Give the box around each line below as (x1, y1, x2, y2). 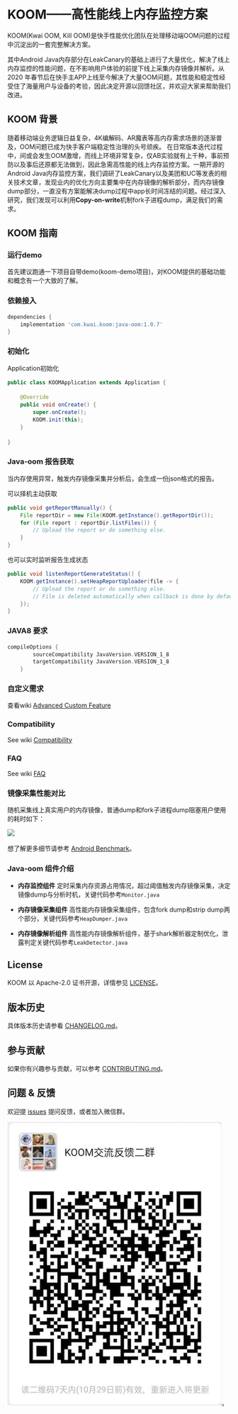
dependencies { (7, 313, 52, 320)
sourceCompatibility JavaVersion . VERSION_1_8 (33, 651, 170, 658)
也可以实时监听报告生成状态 (7, 556, 89, 564)
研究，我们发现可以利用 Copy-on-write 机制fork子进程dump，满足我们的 (7, 196, 217, 204)
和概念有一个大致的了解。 (7, 276, 82, 285)
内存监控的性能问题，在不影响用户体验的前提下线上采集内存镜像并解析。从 (7, 64, 225, 72)
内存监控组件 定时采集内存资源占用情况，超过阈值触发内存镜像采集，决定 (17, 881, 231, 890)
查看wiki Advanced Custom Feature (7, 701, 111, 709)
